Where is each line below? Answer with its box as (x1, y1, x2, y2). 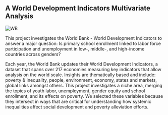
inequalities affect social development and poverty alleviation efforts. (5, 103, 149, 110)
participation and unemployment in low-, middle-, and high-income (5, 45, 145, 52)
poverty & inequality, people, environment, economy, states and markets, (5, 77, 157, 83)
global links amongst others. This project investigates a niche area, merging (5, 82, 162, 88)
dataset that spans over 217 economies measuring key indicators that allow (5, 66, 161, 72)
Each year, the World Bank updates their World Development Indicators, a (5, 61, 158, 67)
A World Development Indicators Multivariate (5, 4, 150, 13)
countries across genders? (5, 51, 61, 57)
